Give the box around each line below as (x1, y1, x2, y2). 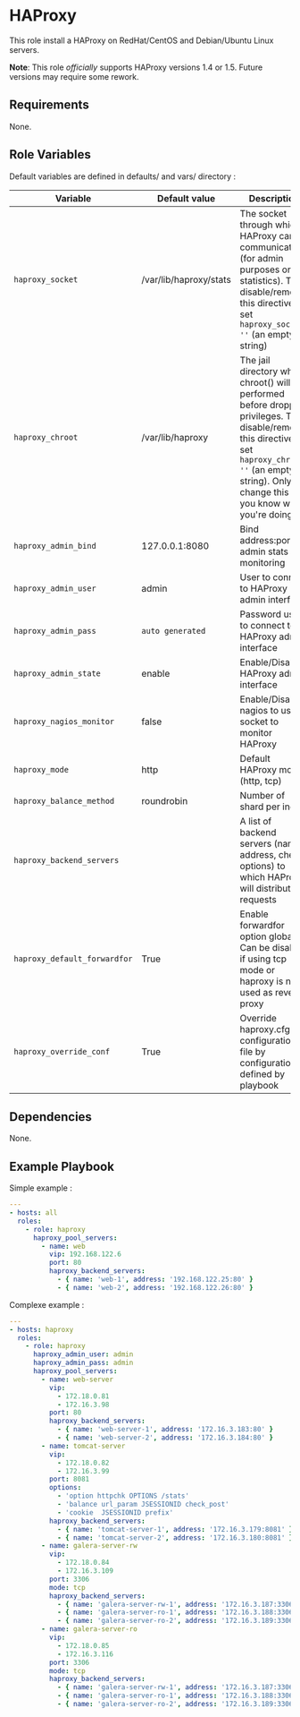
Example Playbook (9, 1158, 114, 1174)
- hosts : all (9, 1209, 58, 1217)
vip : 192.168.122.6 (48, 1250, 122, 1259)
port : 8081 (48, 1474, 90, 1484)
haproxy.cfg (239, 1022, 290, 1035)
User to (239, 570, 271, 583)
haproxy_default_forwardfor (13, 953, 133, 963)
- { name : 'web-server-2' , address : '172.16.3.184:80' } (56, 1433, 274, 1442)
